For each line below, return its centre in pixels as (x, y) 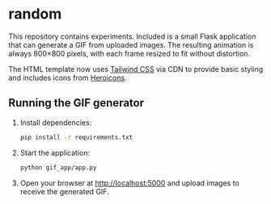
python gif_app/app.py (58, 167)
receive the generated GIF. (64, 191)
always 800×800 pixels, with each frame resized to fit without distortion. (129, 53)
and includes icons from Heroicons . (68, 77)
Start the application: (55, 152)
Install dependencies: (56, 123)
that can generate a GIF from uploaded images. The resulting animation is (131, 44)
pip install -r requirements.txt (76, 137)
